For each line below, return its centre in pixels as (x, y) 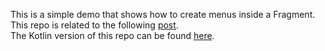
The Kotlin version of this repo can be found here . (112, 35)
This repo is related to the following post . (94, 25)
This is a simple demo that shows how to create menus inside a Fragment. (163, 14)
